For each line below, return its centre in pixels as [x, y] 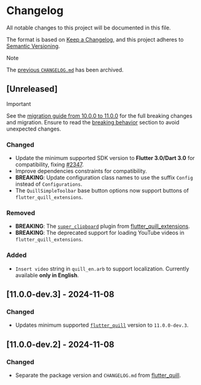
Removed [21, 213]
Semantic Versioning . [33, 46]
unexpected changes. [34, 129]
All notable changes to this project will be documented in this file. [89, 28]
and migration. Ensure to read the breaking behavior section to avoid [93, 122]
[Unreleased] [32, 89]
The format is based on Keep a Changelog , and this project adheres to [95, 39]
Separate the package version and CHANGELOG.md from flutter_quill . [98, 375]
